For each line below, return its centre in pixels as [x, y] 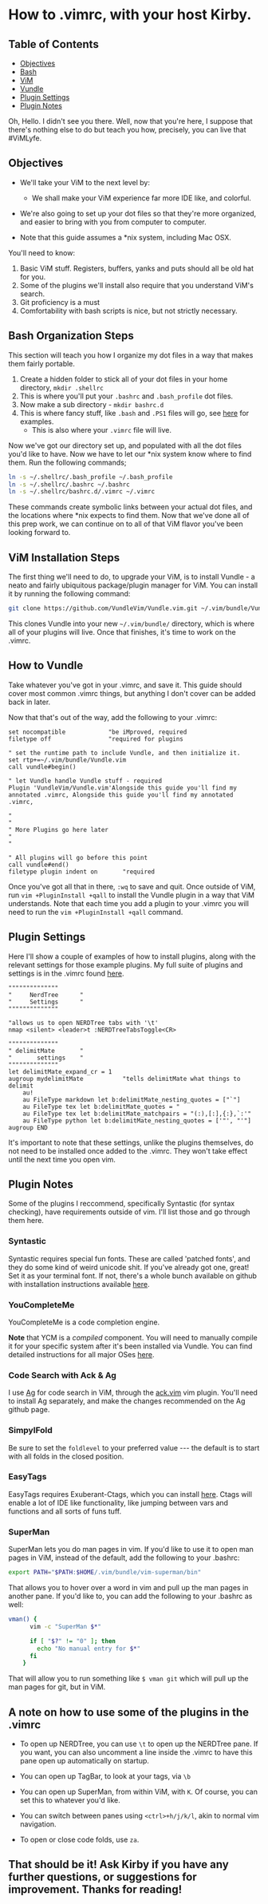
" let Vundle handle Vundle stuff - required [85, 781]
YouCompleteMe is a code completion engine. [84, 1322]
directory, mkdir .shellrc [61, 387]
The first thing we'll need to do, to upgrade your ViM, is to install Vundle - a [132, 577]
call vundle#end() [39, 865]
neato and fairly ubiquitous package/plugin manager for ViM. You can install [133, 585]
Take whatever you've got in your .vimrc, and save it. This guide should [125, 685]
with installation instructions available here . [79, 1284]
